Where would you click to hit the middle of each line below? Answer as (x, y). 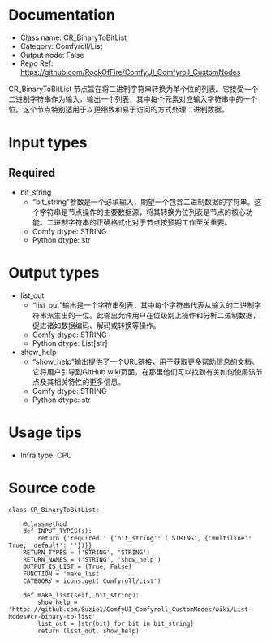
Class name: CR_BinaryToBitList (73, 37)
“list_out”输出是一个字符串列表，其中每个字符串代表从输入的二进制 (143, 305)
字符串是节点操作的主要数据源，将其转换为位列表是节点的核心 (142, 212)
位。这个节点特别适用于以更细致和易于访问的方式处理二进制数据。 (118, 109)
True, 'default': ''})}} (50, 545)
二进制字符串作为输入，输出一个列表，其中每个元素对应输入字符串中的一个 (133, 98)
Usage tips (45, 433)
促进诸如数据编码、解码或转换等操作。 (96, 325)
